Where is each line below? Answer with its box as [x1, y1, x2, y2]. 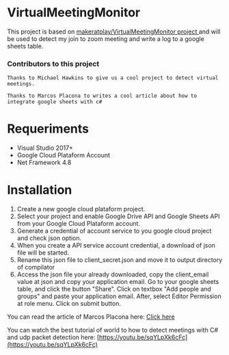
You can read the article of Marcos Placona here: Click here [7, 313, 176, 321]
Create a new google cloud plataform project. [16, 205, 146, 213]
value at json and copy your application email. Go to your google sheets [16, 278, 219, 286]
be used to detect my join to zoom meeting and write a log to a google [7, 34, 205, 42]
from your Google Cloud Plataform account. [16, 220, 141, 228]
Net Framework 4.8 [16, 159, 72, 167]
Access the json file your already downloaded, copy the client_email [16, 270, 209, 278]
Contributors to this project [7, 59, 100, 68]
